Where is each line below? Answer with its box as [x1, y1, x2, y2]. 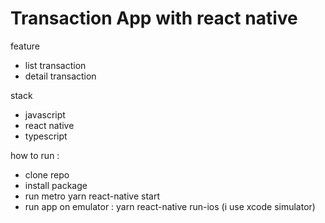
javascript [24, 108, 66, 121]
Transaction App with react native [10, 7, 298, 30]
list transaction [24, 59, 87, 71]
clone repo [24, 168, 70, 181]
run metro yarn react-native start [24, 190, 160, 202]
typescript [24, 130, 68, 142]
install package [24, 179, 88, 191]
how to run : [10, 149, 60, 161]
